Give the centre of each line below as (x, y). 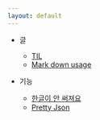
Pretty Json (50, 107)
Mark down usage (61, 64)
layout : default (35, 16)
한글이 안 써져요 (56, 98)
